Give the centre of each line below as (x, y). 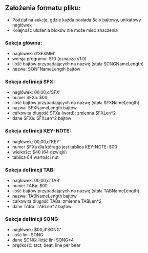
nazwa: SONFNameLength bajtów (46, 69)
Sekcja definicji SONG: (32, 219)
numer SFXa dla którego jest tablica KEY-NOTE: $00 (65, 147)
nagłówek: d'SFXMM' (34, 54)
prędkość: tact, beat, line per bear (46, 245)
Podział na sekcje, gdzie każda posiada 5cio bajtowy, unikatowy (76, 20)
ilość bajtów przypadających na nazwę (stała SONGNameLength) (78, 64)
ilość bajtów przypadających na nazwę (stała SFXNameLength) (76, 103)
